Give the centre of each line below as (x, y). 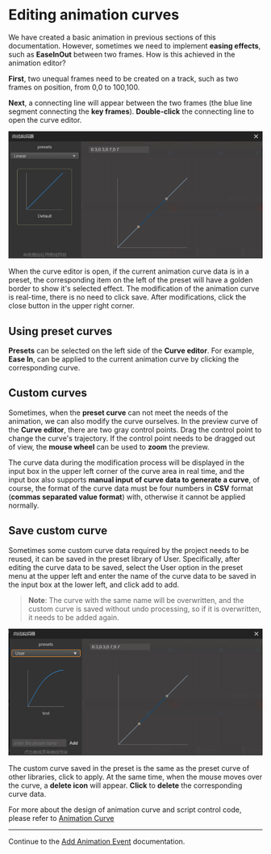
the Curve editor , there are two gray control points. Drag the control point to (135, 429)
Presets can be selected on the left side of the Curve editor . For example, (131, 351)
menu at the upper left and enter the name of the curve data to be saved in (132, 576)
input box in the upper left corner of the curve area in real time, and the (126, 471)
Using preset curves (60, 331)
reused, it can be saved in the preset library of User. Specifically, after (124, 559)
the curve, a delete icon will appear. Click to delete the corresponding (125, 785)
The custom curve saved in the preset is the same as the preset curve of (129, 768)
